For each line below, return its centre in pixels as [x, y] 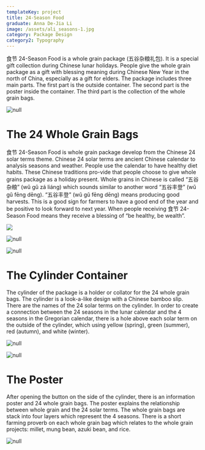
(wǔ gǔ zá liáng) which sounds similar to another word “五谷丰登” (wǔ [109, 186]
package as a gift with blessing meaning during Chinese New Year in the [98, 72]
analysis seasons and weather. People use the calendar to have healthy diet [102, 165]
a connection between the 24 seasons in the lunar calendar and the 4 [94, 312]
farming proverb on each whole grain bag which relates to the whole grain [100, 422]
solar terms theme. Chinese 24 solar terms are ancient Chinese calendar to [101, 159]
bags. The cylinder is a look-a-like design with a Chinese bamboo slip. [95, 299]
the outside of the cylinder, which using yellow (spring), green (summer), [98, 325]
